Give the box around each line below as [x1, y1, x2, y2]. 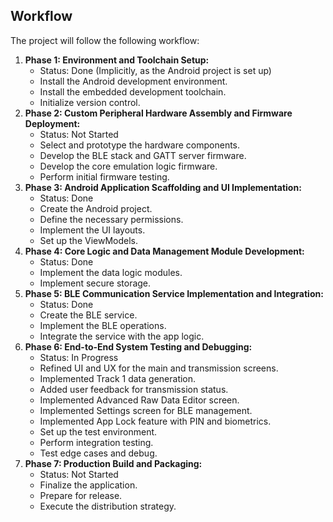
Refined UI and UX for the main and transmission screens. [39, 362, 279, 374]
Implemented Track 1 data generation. [39, 372, 197, 384]
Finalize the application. [39, 479, 138, 491]
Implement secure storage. [39, 277, 152, 289]
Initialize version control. [39, 96, 141, 108]
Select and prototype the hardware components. [39, 139, 241, 151]
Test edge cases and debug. [39, 447, 158, 459]
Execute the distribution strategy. [39, 500, 177, 512]
